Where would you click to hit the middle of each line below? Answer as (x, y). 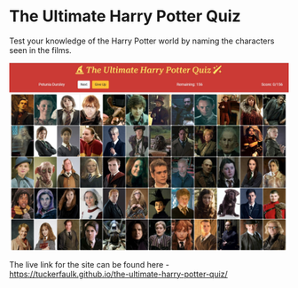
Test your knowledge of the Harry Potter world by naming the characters (142, 41)
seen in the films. (41, 50)
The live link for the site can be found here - (90, 264)
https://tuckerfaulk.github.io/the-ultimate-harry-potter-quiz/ (118, 274)
